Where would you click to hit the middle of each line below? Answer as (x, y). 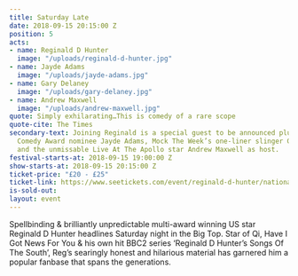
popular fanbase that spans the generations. (90, 262)
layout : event (35, 199)
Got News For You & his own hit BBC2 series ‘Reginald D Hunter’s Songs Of (146, 243)
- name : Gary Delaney (49, 83)
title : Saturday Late (49, 17)
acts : (19, 42)
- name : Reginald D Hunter (59, 51)
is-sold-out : (33, 191)
